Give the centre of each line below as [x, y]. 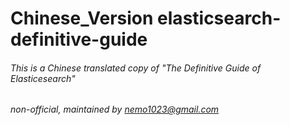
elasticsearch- [219, 18]
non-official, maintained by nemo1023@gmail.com [115, 109]
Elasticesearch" [43, 78]
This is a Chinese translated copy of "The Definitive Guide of [136, 68]
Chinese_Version [82, 18]
